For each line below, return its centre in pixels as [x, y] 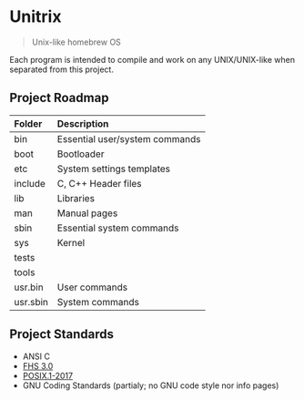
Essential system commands [118, 228]
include [30, 183]
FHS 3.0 [38, 365]
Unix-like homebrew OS [76, 42]
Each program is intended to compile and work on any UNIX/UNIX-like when [152, 59]
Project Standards [62, 334]
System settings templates [114, 169]
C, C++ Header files [100, 183]
